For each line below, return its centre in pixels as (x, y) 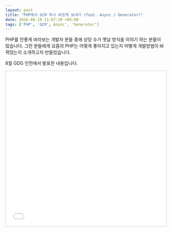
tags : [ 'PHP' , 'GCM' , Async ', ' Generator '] (52, 24)
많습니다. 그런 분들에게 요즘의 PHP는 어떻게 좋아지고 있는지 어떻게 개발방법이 (82, 46)
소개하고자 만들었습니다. (47, 52)
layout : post (19, 10)
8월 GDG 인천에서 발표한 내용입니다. (42, 63)
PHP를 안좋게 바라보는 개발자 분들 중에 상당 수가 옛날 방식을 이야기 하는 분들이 (83, 39)
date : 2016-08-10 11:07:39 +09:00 (42, 19)
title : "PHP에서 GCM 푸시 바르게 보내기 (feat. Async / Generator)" (74, 15)
